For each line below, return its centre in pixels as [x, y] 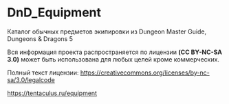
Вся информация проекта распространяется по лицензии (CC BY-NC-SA [115, 52]
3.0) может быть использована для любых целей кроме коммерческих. [113, 59]
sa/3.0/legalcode [31, 79]
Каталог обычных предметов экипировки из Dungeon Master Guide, [107, 31]
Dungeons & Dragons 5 [40, 38]
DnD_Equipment [54, 13]
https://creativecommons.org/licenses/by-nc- [145, 73]
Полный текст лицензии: [43, 73]
